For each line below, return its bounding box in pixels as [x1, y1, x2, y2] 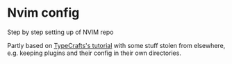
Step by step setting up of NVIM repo [7, 28, 114, 36]
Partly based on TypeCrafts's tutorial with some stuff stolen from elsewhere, [7, 41, 226, 49]
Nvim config [7, 5, 80, 21]
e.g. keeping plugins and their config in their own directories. [7, 49, 182, 57]
